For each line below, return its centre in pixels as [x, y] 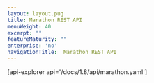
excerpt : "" [24, 33]
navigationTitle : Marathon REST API [62, 53]
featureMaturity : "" [37, 39]
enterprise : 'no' [32, 46]
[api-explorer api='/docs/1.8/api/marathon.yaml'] [77, 72]
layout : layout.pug [36, 13]
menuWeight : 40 [29, 26]
